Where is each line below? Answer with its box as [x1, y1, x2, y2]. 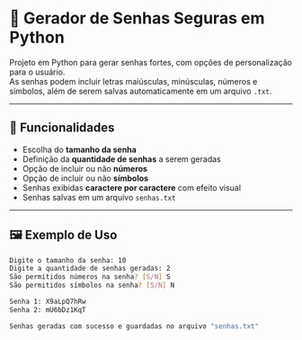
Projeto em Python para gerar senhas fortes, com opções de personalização [9, 57, 292, 67]
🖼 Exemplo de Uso [9, 228, 118, 243]
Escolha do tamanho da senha [22, 144, 137, 155]
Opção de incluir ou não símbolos [22, 173, 149, 183]
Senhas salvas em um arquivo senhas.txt [22, 192, 176, 202]
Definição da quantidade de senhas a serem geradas [22, 153, 222, 165]
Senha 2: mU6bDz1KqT [9, 305, 87, 314]
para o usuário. [9, 67, 66, 77]
